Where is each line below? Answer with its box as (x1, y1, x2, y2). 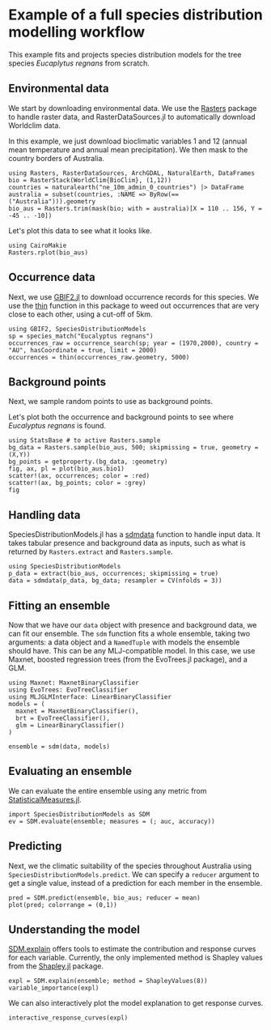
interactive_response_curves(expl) (8, 1014, 129, 1022)
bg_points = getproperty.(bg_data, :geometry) (8, 458, 168, 466)
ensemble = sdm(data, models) (8, 743, 111, 751)
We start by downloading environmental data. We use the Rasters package (8, 103, 257, 113)
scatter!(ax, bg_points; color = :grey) (8, 479, 147, 487)
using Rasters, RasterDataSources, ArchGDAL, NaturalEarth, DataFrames (8, 168, 255, 177)
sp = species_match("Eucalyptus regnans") (8, 332, 154, 340)
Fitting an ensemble (8, 598, 111, 612)
